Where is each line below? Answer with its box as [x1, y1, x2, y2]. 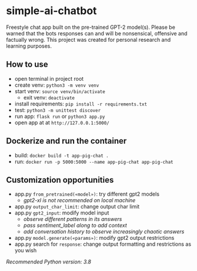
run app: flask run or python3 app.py [14, 113, 105, 120]
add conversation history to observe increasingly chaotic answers [23, 228, 185, 235]
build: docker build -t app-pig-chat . [14, 151, 109, 158]
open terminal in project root [14, 75, 84, 82]
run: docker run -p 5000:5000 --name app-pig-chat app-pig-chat [14, 158, 173, 165]
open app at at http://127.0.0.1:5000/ [14, 119, 110, 126]
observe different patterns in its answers [23, 216, 122, 223]
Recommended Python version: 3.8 [6, 258, 91, 266]
